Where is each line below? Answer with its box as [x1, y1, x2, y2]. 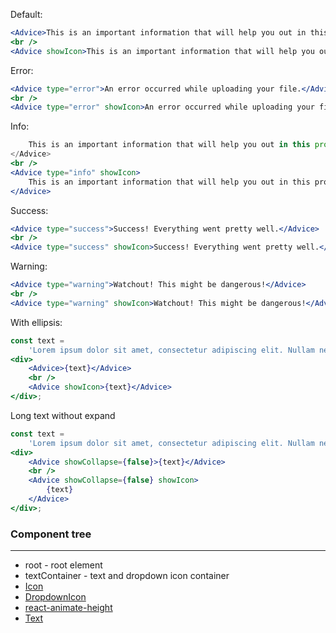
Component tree [10, 527, 92, 541]
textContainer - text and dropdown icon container [24, 570, 230, 582]
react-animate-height [24, 602, 113, 614]
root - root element [24, 559, 103, 571]
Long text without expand [10, 409, 116, 421]
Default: [10, 9, 43, 20]
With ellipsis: [10, 316, 63, 328]
